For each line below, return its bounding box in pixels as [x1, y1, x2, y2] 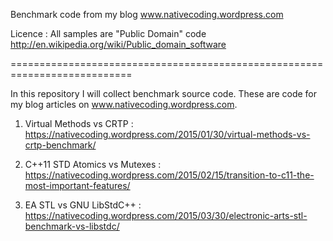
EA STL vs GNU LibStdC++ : [24, 199, 142, 211]
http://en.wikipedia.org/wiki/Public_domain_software [10, 39, 227, 50]
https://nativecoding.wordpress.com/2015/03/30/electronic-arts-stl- [24, 210, 308, 221]
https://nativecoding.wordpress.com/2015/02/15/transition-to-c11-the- [24, 169, 315, 181]
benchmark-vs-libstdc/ [24, 220, 120, 232]
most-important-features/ [24, 180, 131, 191]
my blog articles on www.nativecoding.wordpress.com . [10, 99, 238, 110]
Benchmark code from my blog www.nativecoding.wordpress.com [10, 9, 284, 20]
